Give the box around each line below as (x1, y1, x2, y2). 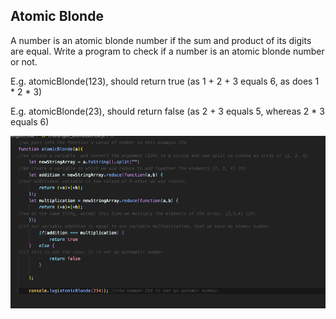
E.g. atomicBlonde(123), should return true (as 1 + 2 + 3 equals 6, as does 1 (10, 75, 320, 87)
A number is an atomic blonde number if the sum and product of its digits (10, 34, 312, 46)
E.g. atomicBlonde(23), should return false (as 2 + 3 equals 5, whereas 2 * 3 (10, 105, 325, 117)
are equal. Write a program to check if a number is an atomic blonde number (10, 45, 325, 57)
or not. (10, 55, 38, 68)
